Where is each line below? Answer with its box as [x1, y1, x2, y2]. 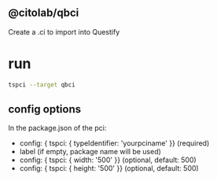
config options [8, 102, 81, 116]
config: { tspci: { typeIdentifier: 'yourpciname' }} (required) [19, 139, 210, 148]
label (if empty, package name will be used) [19, 147, 161, 157]
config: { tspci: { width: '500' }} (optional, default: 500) [19, 155, 197, 164]
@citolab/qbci [8, 6, 79, 20]
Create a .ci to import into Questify [8, 27, 120, 36]
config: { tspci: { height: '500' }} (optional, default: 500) [19, 164, 199, 173]
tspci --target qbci [8, 80, 76, 89]
